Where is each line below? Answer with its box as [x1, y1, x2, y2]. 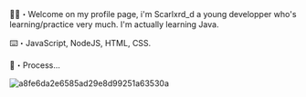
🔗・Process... [9, 60, 61, 71]
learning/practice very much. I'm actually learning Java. [9, 19, 219, 30]
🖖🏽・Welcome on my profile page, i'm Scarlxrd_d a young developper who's [9, 9, 297, 19]
